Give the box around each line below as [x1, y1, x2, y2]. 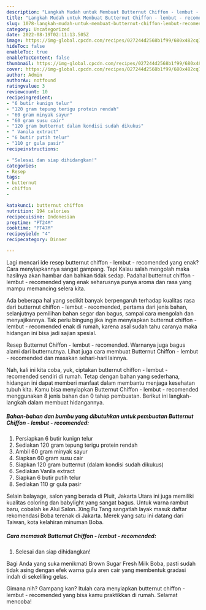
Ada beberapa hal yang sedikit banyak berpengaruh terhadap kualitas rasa [6, 296, 195, 304]
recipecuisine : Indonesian [6, 214, 75, 220]
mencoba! [6, 598, 32, 605]
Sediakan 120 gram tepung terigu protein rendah [15, 441, 138, 449]
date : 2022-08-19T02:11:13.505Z [6, 32, 89, 38]
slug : [6, 20, 20, 26]
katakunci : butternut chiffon [6, 202, 84, 209]
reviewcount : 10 [6, 89, 48, 95]
